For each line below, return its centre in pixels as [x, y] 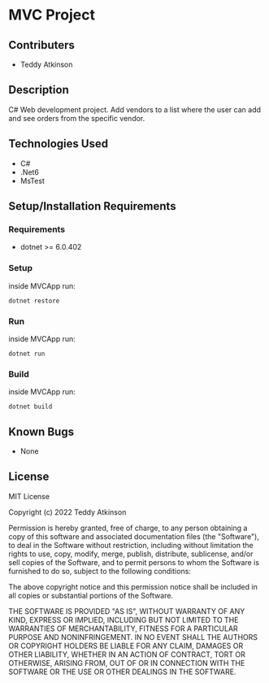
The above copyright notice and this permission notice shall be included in [133, 586]
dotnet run [27, 354]
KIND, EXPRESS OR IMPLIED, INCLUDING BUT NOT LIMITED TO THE [124, 620]
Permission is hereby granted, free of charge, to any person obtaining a [128, 528]
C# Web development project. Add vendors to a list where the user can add [135, 109]
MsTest [32, 181]
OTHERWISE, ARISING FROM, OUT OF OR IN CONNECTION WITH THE [127, 663]
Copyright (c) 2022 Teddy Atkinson [67, 512]
